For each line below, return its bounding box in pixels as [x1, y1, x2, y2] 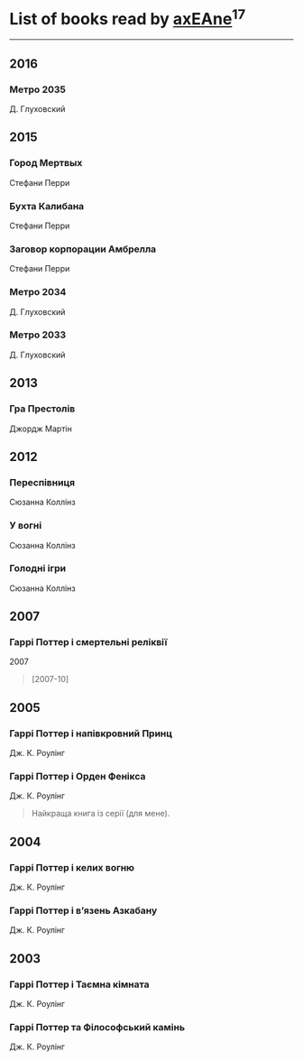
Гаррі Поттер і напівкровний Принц [9, 727, 173, 740]
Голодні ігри [9, 562, 66, 575]
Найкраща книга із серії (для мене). [31, 808, 170, 819]
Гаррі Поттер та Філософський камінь [9, 1021, 186, 1034]
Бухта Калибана [9, 199, 85, 212]
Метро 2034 [9, 286, 67, 299]
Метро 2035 [9, 83, 66, 96]
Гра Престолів [9, 402, 76, 415]
